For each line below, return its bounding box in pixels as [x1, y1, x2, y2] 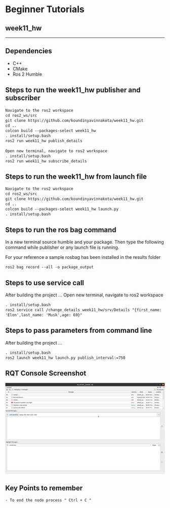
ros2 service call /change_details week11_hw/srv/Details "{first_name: [5, 308, 162, 313]
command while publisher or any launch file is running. [5, 245, 119, 251]
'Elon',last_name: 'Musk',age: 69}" [5, 313, 82, 318]
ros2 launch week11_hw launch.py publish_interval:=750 [5, 355, 125, 360]
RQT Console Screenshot [5, 369, 87, 378]
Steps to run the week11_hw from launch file [5, 173, 147, 181]
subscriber [5, 94, 40, 103]
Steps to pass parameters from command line [5, 326, 152, 335]
